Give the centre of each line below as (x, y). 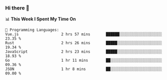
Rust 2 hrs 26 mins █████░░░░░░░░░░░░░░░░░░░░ (84, 43)
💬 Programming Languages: (32, 30)
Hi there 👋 (17, 8)
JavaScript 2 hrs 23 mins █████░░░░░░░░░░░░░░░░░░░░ (84, 52)
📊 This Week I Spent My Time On (40, 19)
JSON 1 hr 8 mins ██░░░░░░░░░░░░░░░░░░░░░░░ (84, 69)
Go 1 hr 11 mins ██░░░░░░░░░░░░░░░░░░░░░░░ (84, 61)
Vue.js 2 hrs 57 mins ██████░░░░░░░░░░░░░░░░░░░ (84, 34)
